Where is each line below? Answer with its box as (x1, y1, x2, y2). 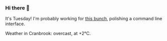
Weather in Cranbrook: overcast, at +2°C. (5, 31, 91, 37)
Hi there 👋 (5, 4, 30, 11)
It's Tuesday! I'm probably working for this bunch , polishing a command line (5, 16, 162, 22)
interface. (5, 21, 25, 27)
